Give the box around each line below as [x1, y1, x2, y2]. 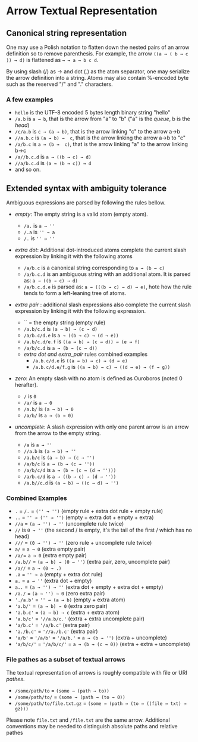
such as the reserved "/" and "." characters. [6, 80, 113, 88]
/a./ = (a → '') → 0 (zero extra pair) [14, 590, 105, 597]
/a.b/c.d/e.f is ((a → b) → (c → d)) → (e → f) [23, 338, 140, 345]
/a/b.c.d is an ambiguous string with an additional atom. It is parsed [23, 271, 191, 278]
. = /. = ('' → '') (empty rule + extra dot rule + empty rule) [14, 508, 164, 515]
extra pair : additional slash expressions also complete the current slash [14, 301, 191, 308]
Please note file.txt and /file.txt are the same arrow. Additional [6, 716, 171, 724]
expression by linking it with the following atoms [14, 253, 133, 260]
